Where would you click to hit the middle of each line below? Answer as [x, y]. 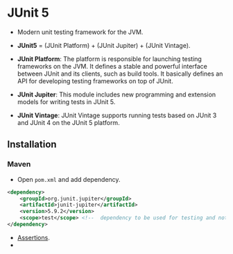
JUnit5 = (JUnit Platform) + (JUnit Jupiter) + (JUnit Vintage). [104, 45]
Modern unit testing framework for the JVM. [80, 32]
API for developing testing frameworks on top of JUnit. [95, 81]
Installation [32, 145]
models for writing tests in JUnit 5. [66, 101]
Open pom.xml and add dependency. [69, 179]
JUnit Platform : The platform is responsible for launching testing [110, 59]
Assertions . [33, 237]
